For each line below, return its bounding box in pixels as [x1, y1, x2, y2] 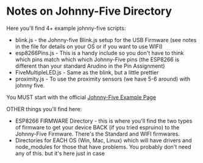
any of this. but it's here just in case [15, 150, 105, 157]
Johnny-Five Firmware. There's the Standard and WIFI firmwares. [15, 130, 180, 137]
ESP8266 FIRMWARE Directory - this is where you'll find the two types [15, 117, 193, 125]
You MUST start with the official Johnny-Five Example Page [6, 93, 157, 101]
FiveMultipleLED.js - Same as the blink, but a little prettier [15, 68, 159, 76]
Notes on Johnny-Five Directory [6, 4, 173, 18]
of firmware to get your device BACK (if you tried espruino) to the [15, 123, 180, 131]
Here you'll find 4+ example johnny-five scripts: [6, 24, 126, 32]
